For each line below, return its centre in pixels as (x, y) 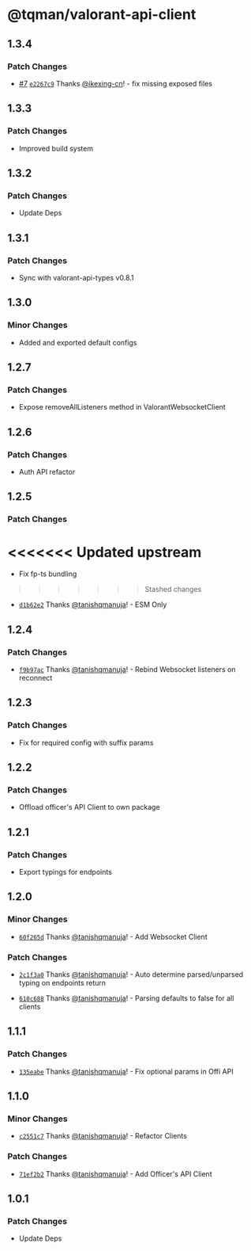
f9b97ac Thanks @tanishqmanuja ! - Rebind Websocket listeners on (127, 669)
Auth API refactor (47, 472)
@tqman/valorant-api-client (102, 15)
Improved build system (56, 148)
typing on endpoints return (62, 982)
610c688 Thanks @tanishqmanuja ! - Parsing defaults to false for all (126, 998)
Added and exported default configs (78, 342)
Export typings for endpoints (65, 872)
